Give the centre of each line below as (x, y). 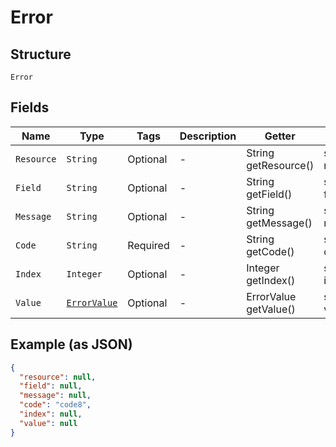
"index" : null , (51, 414)
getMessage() (279, 223)
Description (208, 136)
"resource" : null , (58, 377)
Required (148, 245)
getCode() (270, 251)
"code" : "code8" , (55, 405)
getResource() (280, 165)
